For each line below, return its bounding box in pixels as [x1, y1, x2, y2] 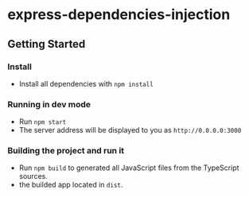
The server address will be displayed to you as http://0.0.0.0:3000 [18, 126, 242, 135]
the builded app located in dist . [18, 180, 123, 190]
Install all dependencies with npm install [18, 79, 154, 88]
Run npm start [18, 117, 67, 126]
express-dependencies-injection [7, 6, 231, 24]
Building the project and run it [7, 145, 125, 156]
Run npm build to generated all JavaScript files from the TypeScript [18, 163, 239, 172]
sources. [18, 172, 49, 181]
